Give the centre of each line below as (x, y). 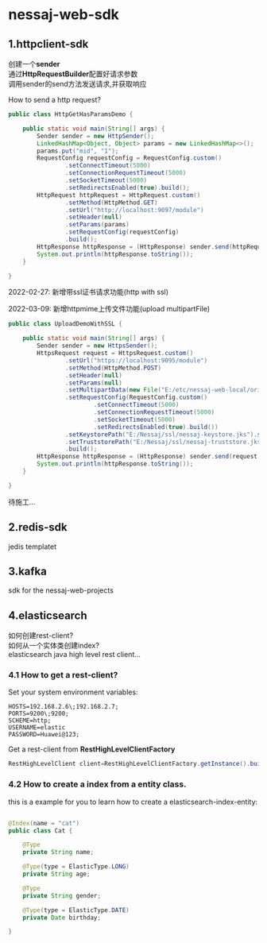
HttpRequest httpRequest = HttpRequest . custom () (119, 195)
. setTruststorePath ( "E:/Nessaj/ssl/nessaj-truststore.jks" (164, 442)
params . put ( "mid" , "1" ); (78, 151)
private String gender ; (62, 895)
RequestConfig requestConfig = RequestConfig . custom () (130, 158)
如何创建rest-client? (41, 636)
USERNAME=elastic (37, 728)
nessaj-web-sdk (64, 15)
